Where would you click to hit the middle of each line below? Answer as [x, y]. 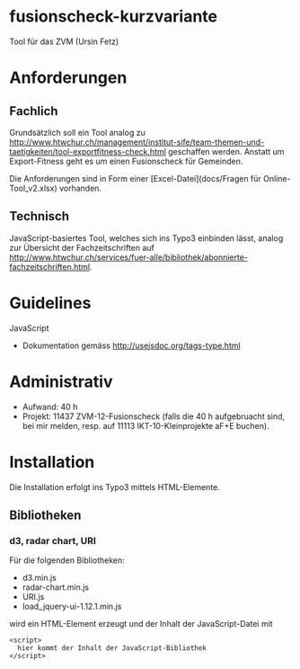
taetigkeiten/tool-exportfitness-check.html [88, 151]
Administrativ [61, 382]
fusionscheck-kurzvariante [114, 17]
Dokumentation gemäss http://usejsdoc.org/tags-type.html [131, 345]
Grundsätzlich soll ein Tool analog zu [78, 132]
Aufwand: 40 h [50, 406]
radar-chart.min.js [56, 587]
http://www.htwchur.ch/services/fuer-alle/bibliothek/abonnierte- [129, 257]
